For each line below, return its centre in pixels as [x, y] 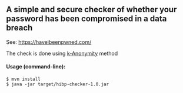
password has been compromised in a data [86, 19]
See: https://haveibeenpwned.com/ [49, 42]
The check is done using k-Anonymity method [62, 53]
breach [19, 28]
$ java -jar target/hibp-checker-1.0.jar [58, 84]
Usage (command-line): [36, 67]
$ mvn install [24, 79]
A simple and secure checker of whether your [91, 10]
